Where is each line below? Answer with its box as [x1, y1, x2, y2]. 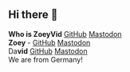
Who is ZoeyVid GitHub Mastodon [8, 29, 122, 38]
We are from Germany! [8, 54, 84, 64]
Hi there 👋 [8, 8, 58, 22]
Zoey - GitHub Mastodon [8, 38, 91, 47]
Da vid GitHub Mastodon [8, 46, 88, 56]
